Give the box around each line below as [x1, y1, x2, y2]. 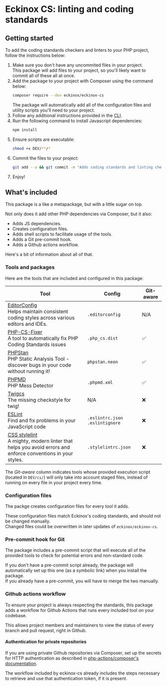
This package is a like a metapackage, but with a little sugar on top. [5, 201, 143, 207]
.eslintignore [87, 420, 121, 425]
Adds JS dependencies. [12, 221, 62, 227]
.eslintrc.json [87, 415, 123, 420]
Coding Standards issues [7, 341, 66, 348]
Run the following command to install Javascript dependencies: [12, 118, 143, 124]
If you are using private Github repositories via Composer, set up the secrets [5, 650, 162, 656]
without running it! [7, 368, 50, 375]
